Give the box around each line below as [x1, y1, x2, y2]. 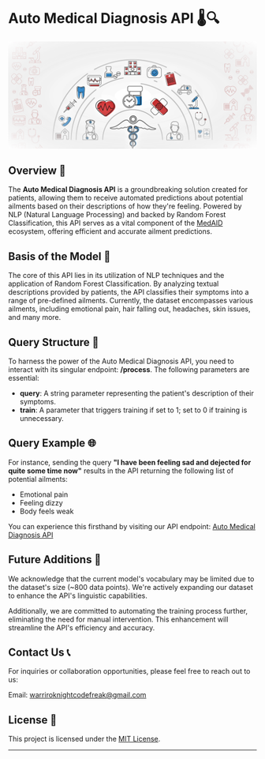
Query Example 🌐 [8, 437, 96, 450]
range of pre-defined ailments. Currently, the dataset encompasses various [8, 296, 254, 306]
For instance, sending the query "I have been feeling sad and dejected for [8, 457, 252, 467]
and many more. [8, 313, 62, 322]
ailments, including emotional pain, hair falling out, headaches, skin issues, [8, 304, 251, 314]
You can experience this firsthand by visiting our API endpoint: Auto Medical [8, 521, 256, 531]
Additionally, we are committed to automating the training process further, [8, 606, 248, 615]
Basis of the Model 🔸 [8, 250, 111, 263]
